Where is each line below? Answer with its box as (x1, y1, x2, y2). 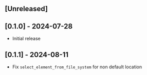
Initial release (12, 36, 41, 42)
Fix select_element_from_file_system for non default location (12, 64, 142, 70)
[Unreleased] (5, 5, 48, 13)
